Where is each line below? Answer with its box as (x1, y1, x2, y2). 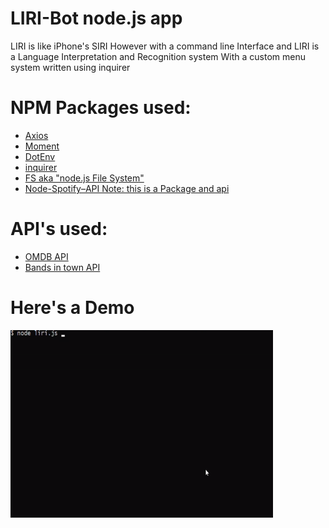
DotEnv (24, 150, 56, 162)
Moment (24, 140, 60, 152)
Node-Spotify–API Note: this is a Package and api (24, 182, 230, 194)
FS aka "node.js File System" (24, 172, 145, 184)
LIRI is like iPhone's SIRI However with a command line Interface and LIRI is (10, 40, 320, 52)
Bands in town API (24, 261, 101, 273)
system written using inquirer (10, 61, 131, 73)
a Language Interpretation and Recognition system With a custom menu (10, 50, 306, 62)
